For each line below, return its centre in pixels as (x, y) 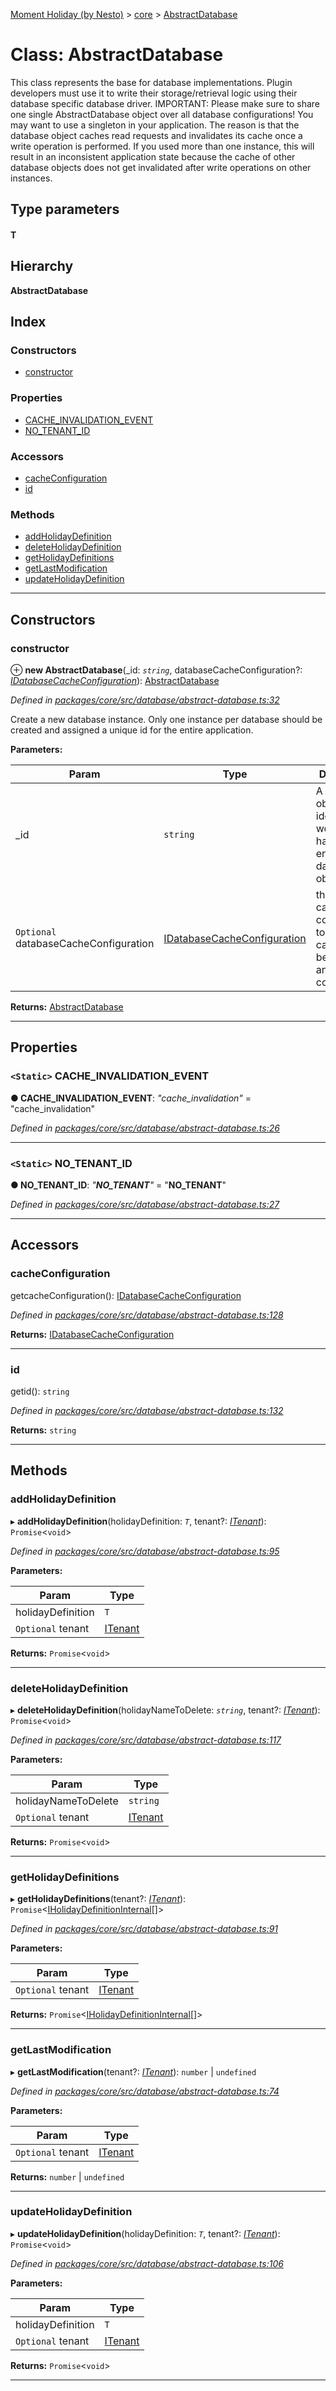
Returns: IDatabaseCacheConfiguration (92, 1334)
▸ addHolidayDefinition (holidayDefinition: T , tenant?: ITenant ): (138, 1521)
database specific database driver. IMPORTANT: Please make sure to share (165, 103)
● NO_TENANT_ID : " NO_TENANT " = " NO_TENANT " (118, 1185)
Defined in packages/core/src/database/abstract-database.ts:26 (145, 1128)
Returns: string (43, 1430)
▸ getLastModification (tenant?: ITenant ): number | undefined (133, 2071)
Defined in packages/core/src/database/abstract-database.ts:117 (146, 1740)
